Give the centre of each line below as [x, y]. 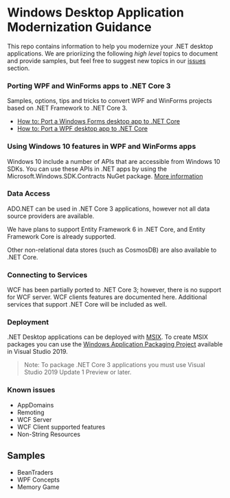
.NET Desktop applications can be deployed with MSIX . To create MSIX [107, 337]
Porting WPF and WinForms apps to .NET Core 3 [89, 86]
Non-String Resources [49, 434]
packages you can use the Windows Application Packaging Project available [115, 344]
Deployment [28, 322]
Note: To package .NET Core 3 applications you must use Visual [114, 365]
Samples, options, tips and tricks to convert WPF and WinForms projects [110, 101]
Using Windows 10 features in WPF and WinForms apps [102, 147]
